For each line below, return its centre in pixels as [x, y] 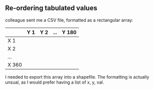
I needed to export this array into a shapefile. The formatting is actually [77, 77]
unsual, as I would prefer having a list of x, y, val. [55, 82]
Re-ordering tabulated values [51, 8]
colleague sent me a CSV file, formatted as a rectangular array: [69, 20]
